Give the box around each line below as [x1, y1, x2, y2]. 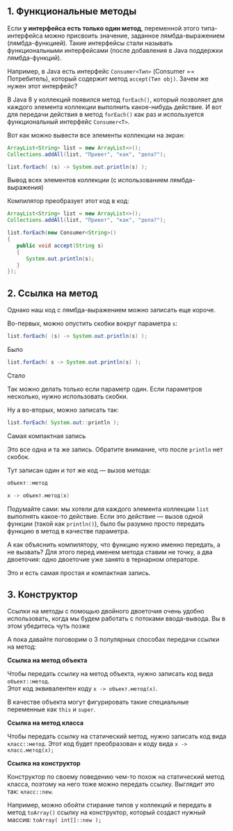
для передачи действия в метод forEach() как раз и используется [7, 110, 204, 118]
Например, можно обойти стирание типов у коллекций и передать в [7, 801, 212, 809]
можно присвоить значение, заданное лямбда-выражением [44, 31, 225, 40]
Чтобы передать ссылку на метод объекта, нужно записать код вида [7, 670, 214, 678]
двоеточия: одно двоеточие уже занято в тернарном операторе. [7, 555, 200, 563]
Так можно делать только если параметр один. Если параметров [7, 385, 202, 393]
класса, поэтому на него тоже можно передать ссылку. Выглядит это [7, 780, 215, 789]
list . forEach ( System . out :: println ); [7, 419, 120, 426]
